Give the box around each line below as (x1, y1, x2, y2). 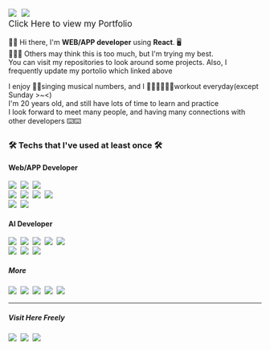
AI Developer (8, 218, 53, 228)
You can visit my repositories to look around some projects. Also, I (8, 58, 227, 67)
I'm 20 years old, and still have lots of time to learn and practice (8, 99, 219, 108)
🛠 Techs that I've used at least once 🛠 (8, 140, 163, 151)
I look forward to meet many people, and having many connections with (8, 108, 246, 116)
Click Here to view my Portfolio (8, 18, 133, 29)
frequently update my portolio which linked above (8, 66, 173, 75)
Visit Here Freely (8, 312, 66, 322)
